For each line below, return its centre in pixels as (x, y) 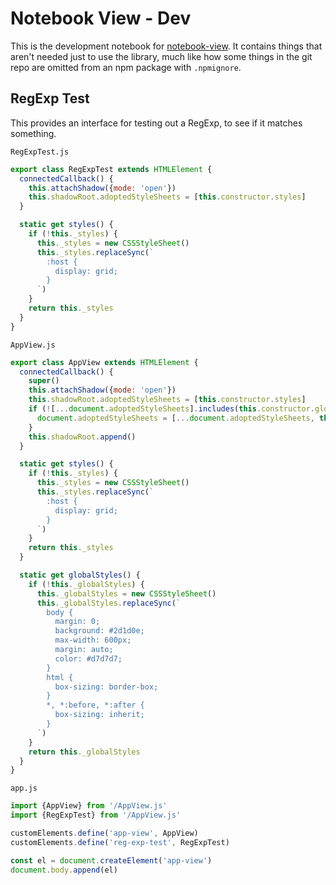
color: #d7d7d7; (88, 658)
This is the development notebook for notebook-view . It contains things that (166, 46)
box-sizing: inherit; (99, 715)
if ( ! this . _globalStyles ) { (86, 584)
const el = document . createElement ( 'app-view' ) (111, 860)
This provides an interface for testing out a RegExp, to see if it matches (156, 123)
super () (44, 381)
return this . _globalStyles (84, 752)
